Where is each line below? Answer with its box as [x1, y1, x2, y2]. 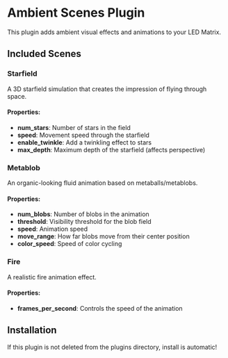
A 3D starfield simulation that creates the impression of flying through [7, 85, 207, 93]
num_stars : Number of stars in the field [17, 123, 131, 131]
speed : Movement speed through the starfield [17, 131, 149, 139]
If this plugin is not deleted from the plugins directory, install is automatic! [7, 343, 218, 351]
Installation [7, 325, 57, 336]
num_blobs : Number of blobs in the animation [17, 210, 149, 218]
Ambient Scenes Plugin [7, 5, 145, 21]
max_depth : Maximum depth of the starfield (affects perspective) [17, 145, 206, 154]
